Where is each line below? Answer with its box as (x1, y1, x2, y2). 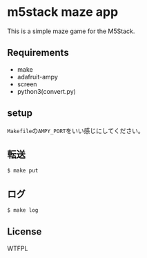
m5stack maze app (7, 4, 119, 20)
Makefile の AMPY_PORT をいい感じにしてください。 (7, 126, 144, 135)
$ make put (7, 167, 39, 175)
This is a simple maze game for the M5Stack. (7, 27, 135, 35)
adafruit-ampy (17, 72, 59, 81)
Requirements (7, 47, 69, 59)
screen (17, 80, 37, 88)
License (7, 226, 42, 238)
